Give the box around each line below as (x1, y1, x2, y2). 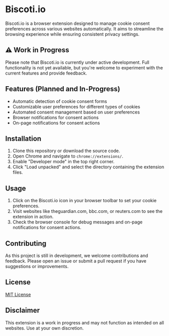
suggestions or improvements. (5, 264, 69, 269)
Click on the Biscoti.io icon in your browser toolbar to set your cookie (12, 198, 157, 204)
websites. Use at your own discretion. (5, 325, 84, 331)
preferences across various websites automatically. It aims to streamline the (5, 25, 163, 31)
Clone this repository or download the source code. (12, 148, 120, 154)
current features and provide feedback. (5, 70, 88, 76)
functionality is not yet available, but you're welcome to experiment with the (5, 64, 163, 70)
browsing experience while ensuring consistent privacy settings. (5, 31, 140, 37)
